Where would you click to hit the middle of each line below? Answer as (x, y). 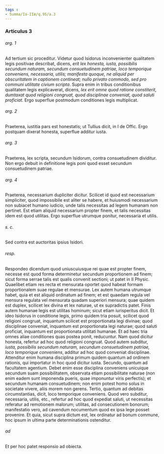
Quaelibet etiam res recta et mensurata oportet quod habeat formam (74, 284)
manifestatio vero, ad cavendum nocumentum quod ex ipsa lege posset (77, 409)
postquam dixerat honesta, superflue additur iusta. (56, 132)
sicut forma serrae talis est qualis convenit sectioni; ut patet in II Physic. (77, 279)
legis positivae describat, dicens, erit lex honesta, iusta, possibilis (71, 63)
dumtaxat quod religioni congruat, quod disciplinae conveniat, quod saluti (80, 95)
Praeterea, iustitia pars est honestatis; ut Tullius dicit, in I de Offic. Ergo (76, 126)
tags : (12, 10)
